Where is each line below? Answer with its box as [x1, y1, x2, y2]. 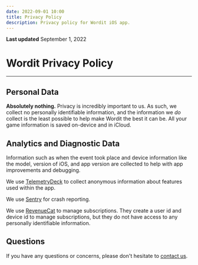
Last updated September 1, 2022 [6, 36, 87, 43]
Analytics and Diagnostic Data [6, 138, 120, 148]
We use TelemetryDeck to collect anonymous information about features [6, 178, 183, 185]
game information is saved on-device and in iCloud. [6, 121, 131, 128]
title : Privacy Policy [6, 14, 62, 20]
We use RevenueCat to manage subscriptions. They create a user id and [6, 207, 181, 214]
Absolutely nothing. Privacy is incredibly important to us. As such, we [6, 102, 177, 110]
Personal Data [6, 87, 59, 97]
